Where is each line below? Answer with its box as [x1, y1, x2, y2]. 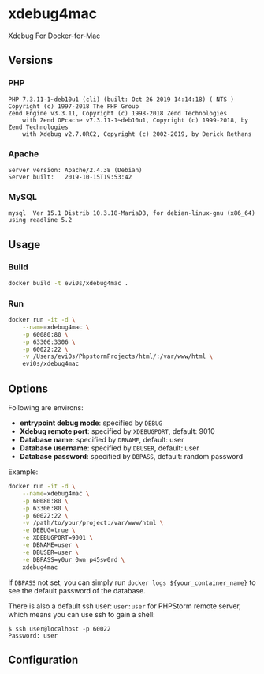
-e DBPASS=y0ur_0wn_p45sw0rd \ [22, 555, 125, 563]
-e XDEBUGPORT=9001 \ [22, 534, 93, 542]
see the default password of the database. [8, 586, 146, 595]
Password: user [8, 631, 58, 640]
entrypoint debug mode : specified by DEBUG [19, 418, 163, 427]
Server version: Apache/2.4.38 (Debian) [8, 166, 143, 174]
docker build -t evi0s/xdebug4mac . [8, 279, 128, 287]
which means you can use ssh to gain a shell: [8, 609, 155, 619]
